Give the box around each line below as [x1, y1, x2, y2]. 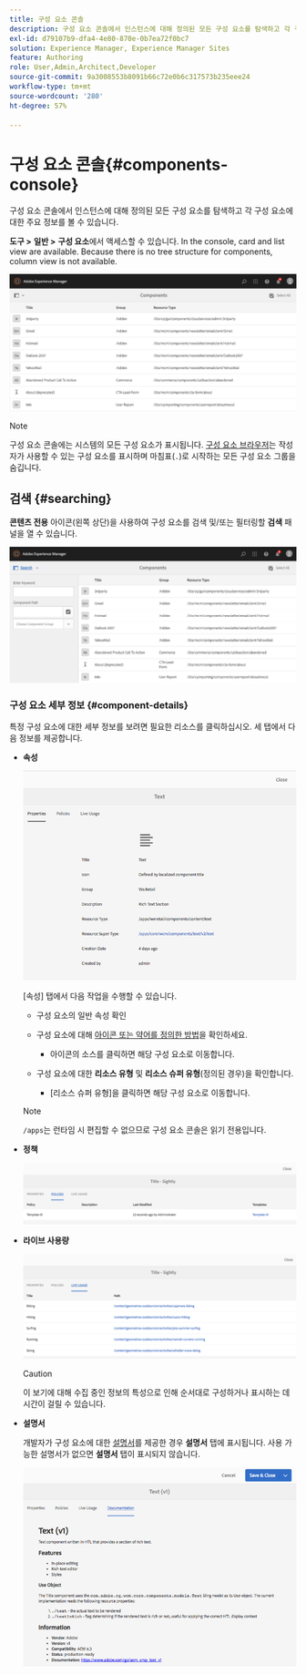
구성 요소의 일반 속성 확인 [36, 1010, 127, 1021]
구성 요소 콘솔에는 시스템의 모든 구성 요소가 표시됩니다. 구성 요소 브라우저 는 [9, 438, 277, 450]
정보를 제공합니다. [18, 733, 83, 744]
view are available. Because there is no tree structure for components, [9, 246, 273, 257]
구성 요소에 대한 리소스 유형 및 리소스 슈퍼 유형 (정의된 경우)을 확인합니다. [36, 1067, 294, 1079]
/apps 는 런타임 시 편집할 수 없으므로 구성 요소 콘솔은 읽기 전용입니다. [22, 1124, 267, 1135]
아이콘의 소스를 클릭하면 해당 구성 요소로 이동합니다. [49, 1048, 235, 1059]
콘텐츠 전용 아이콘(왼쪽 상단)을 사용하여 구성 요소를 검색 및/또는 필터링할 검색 [9, 517, 283, 528]
